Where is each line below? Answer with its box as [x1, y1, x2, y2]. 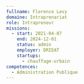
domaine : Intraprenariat [6, 14, 67, 20]
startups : [17, 53, 41, 59]
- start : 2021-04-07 [11, 31, 62, 37]
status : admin [17, 42, 51, 48]
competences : [6, 63, 38, 70]
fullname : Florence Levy [6, 8, 67, 15]
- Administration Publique [11, 69, 78, 75]
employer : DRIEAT [17, 47, 60, 53]
